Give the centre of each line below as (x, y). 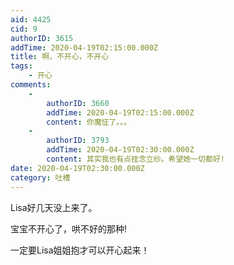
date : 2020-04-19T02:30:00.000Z (77, 168)
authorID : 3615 (42, 38)
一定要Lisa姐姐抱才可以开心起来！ (80, 250)
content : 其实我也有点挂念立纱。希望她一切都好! (135, 159)
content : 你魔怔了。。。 (89, 122)
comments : (31, 85)
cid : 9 (24, 29)
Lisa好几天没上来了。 (54, 207)
